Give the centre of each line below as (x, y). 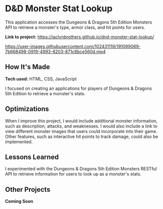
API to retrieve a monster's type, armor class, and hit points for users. (75, 27)
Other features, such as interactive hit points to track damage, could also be (81, 136)
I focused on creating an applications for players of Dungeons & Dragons (79, 88)
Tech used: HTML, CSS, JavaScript (41, 78)
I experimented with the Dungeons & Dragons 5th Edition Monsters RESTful (81, 169)
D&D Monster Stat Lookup (59, 9)
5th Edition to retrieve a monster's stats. (45, 93)
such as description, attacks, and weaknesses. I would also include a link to (81, 126)
